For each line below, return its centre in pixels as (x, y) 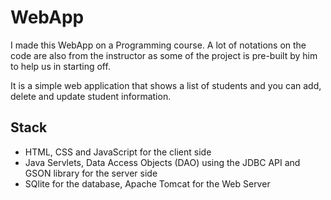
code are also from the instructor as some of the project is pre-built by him (164, 55)
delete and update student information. (91, 96)
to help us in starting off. (60, 66)
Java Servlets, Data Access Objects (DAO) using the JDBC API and (162, 162)
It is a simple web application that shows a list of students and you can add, (166, 85)
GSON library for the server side (91, 173)
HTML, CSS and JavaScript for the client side (118, 152)
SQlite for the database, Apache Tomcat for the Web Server (147, 183)
